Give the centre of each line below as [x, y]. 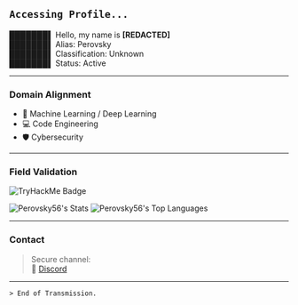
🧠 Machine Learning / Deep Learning [89, 114]
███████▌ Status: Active [58, 63]
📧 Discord [49, 269]
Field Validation [43, 172]
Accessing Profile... [69, 15]
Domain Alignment [50, 94]
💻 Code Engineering [60, 124]
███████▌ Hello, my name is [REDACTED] [90, 35]
